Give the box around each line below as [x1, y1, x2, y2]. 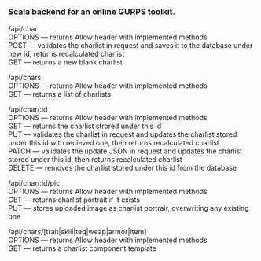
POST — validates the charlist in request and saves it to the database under [8, 41, 253, 50]
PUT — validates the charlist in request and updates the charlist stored [8, 130, 237, 139]
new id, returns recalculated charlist [8, 50, 125, 59]
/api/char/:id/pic [8, 178, 61, 188]
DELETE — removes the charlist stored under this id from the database [8, 164, 237, 173]
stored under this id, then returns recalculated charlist [8, 155, 182, 164]
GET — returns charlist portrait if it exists [8, 195, 140, 204]
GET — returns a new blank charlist [8, 57, 123, 67]
